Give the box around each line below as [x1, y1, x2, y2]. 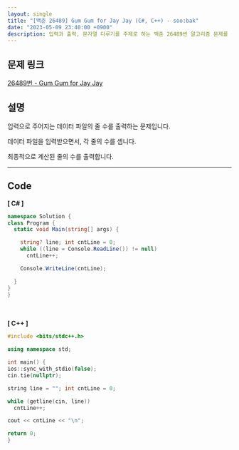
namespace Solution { [7, 213, 72, 220]
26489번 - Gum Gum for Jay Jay [7, 79, 103, 88]
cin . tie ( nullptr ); [7, 372, 62, 379]
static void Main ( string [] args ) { [14, 226, 119, 233]
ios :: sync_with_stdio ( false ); [7, 365, 97, 373]
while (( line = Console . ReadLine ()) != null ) [20, 245, 158, 253]
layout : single [7, 10, 53, 18]
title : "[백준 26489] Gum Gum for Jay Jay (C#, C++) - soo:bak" [7, 17, 199, 24]
